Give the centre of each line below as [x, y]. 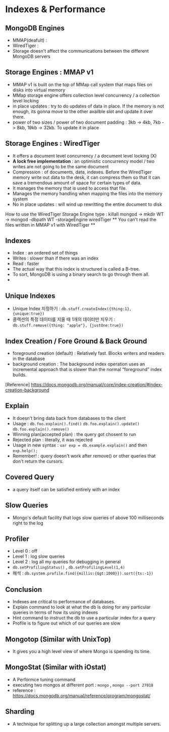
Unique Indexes [30, 296]
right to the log [28, 523]
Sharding [20, 711]
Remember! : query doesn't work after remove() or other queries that [84, 456]
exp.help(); [25, 451]
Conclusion [24, 589]
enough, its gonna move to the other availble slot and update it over [83, 111]
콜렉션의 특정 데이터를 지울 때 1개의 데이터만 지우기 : [64, 319]
